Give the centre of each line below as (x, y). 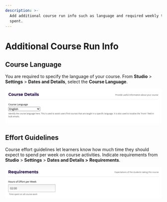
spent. (16, 21)
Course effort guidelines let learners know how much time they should (77, 150)
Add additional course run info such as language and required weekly (84, 16)
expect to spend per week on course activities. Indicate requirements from (82, 155)
